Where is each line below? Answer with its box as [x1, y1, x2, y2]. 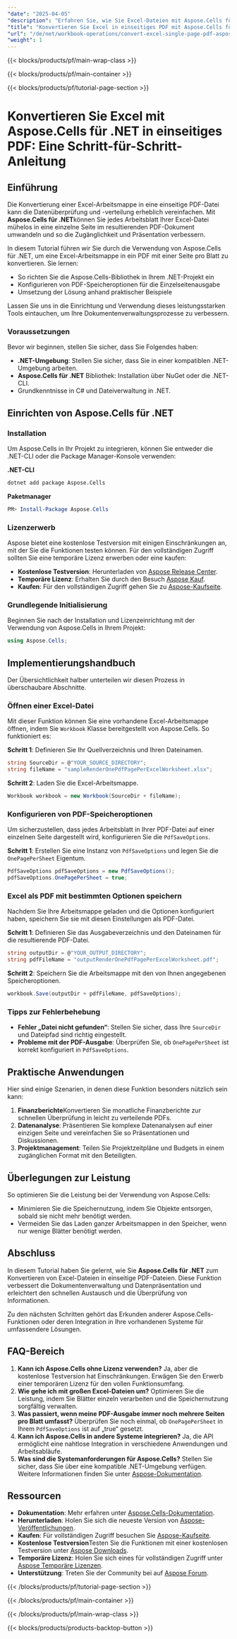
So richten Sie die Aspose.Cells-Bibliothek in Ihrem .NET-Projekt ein [17, 273, 214, 282]
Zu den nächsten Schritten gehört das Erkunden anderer [7, 1310, 171, 1318]
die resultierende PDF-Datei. [7, 936, 90, 945]
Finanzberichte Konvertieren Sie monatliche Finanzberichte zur [17, 1106, 201, 1115]
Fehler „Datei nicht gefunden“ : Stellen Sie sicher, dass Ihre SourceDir [17, 1023, 221, 1032]
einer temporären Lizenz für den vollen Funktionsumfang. [17, 1379, 185, 1388]
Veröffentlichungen [17, 1524, 74, 1532]
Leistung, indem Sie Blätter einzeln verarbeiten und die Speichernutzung [17, 1394, 229, 1403]
